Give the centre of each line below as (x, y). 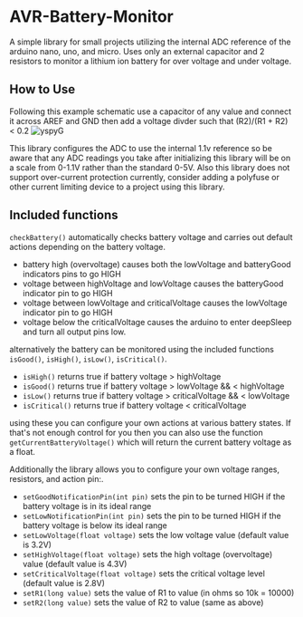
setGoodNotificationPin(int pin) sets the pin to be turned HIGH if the (154, 496)
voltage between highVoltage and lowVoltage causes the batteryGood (153, 284)
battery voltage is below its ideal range (95, 525)
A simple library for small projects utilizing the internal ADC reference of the (150, 42)
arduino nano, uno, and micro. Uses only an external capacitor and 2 (137, 51)
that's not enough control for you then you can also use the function (137, 432)
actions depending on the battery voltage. (87, 246)
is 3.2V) (37, 545)
